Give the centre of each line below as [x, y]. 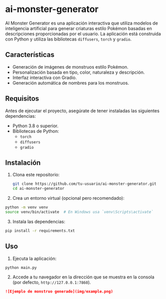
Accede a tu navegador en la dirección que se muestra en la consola [83, 277]
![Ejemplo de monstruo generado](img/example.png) [59, 291]
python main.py [21, 267]
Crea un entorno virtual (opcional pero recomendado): [68, 198]
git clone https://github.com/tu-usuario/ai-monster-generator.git [84, 184]
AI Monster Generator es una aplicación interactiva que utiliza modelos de [81, 23]
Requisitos [22, 99]
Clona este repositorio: [36, 175]
